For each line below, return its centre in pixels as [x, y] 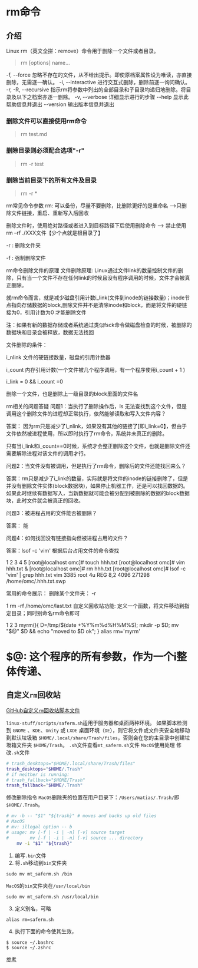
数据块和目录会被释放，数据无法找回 [50, 332]
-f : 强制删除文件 [26, 257]
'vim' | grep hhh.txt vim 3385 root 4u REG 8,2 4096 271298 [78, 574]
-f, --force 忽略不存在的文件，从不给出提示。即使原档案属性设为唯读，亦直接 [99, 75]
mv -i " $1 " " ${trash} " [44, 843]
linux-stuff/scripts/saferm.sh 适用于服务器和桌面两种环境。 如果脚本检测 [97, 723]
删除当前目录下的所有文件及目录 [52, 180]
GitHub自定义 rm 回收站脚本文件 [43, 710]
